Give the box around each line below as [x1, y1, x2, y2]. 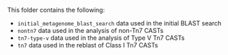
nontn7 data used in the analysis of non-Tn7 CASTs [17, 27, 164, 34]
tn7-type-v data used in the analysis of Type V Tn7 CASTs [17, 34, 185, 42]
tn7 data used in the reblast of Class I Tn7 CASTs [17, 41, 158, 49]
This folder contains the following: [7, 6, 105, 14]
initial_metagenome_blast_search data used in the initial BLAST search [17, 19, 222, 27]
